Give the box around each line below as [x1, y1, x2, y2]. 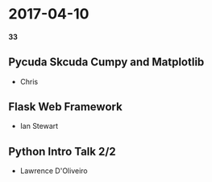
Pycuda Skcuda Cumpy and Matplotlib [8, 56, 205, 69]
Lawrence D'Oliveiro [19, 166, 88, 176]
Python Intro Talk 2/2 [8, 144, 117, 158]
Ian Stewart [19, 122, 59, 131]
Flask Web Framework [8, 100, 123, 114]
